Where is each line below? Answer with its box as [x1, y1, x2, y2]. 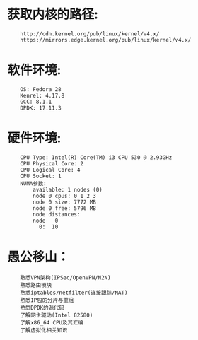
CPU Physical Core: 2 [20, 160, 83, 167]
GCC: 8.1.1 [20, 98, 52, 105]
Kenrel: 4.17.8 [20, 92, 65, 99]
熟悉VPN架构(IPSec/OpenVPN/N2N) [20, 274, 111, 281]
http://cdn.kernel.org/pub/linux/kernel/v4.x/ [20, 30, 160, 37]
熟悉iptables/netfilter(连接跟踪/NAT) [20, 289, 128, 296]
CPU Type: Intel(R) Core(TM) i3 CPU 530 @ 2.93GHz [20, 153, 173, 161]
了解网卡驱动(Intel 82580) [20, 312, 93, 319]
